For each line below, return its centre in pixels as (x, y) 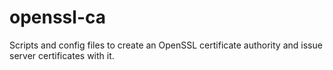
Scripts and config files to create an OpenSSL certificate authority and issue (166, 45)
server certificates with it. (62, 55)
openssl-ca (57, 17)
